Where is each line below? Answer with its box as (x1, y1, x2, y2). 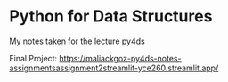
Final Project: (9, 53, 58, 63)
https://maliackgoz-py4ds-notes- (59, 53, 182, 63)
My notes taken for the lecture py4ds (9, 36, 145, 46)
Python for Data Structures (9, 6, 213, 27)
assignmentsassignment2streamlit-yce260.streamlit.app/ (9, 62, 219, 73)
